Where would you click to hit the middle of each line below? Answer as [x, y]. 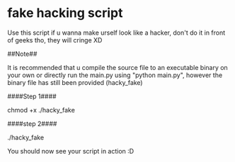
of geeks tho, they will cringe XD [55, 40]
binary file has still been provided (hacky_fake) [75, 82]
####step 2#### [32, 123]
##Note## [22, 54]
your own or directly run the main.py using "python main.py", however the [115, 75]
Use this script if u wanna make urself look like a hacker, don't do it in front [116, 33]
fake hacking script [65, 13]
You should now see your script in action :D [71, 151]
